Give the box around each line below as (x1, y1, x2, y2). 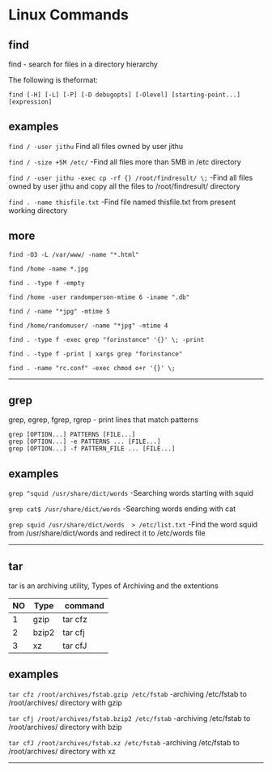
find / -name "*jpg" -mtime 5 (8, 307, 111, 315)
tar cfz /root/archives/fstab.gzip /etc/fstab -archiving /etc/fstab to (8, 689, 247, 698)
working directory (8, 205, 68, 215)
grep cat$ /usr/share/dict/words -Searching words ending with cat (8, 504, 236, 514)
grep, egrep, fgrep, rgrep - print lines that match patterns (8, 415, 199, 424)
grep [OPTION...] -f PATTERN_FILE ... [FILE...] (8, 445, 176, 453)
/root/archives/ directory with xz (8, 746, 116, 756)
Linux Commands (8, 6, 130, 24)
